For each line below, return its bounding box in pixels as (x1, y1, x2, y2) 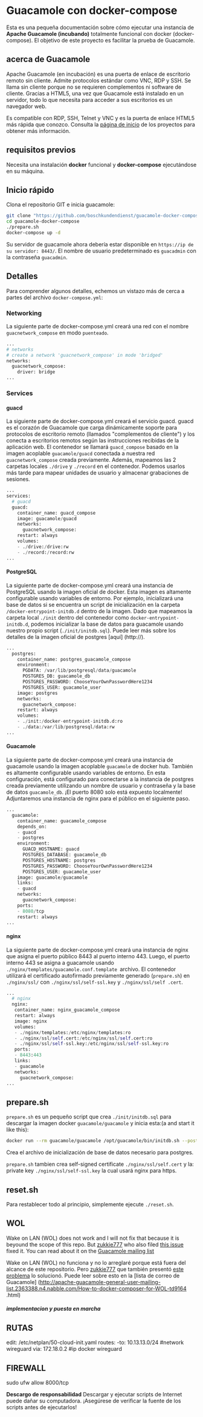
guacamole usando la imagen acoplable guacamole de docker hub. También (6, 763, 193, 770)
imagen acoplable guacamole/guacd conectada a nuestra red (6, 450, 155, 457)
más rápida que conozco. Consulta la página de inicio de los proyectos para (6, 121, 195, 128)
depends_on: (17, 823, 47, 830)
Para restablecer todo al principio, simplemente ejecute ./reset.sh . (6, 1200, 174, 1208)
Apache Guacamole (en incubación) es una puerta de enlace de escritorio (6, 70, 190, 78)
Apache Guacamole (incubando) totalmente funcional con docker (6, 30, 172, 37)
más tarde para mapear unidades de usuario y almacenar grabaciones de (6, 469, 189, 476)
